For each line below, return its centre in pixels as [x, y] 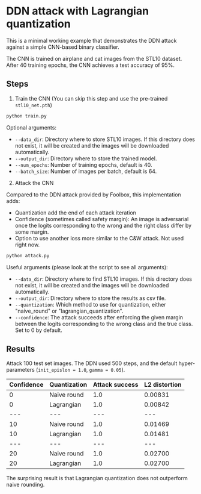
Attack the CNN [34, 183]
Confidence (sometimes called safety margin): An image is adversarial [102, 219]
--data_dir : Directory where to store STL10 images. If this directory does [105, 139]
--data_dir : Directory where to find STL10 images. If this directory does [103, 279]
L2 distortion [163, 385]
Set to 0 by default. [39, 330]
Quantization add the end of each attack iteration [76, 213]
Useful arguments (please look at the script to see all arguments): [87, 267]
